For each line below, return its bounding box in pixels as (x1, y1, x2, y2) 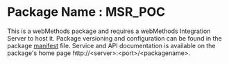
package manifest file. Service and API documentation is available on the (7, 41, 216, 50)
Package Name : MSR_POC (7, 4, 165, 20)
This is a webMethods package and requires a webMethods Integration (7, 27, 211, 35)
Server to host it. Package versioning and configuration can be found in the (7, 34, 222, 42)
